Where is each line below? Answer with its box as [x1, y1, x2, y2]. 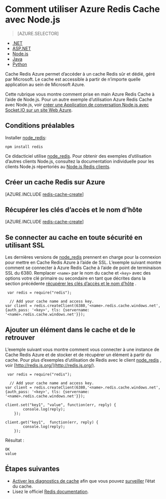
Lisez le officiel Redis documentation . [12, 489, 89, 495]
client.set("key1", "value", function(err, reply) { [5, 402, 116, 407]
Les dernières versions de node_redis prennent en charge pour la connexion [5, 254, 161, 260]
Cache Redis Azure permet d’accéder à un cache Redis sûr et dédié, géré [5, 71, 155, 77]
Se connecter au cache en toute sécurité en [5, 233, 143, 242]
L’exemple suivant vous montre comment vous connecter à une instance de [5, 347, 160, 352]
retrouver [5, 333, 35, 342]
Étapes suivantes [5, 465, 60, 473]
